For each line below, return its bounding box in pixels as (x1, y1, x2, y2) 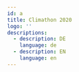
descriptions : (7, 29, 48, 36)
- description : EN (13, 49, 67, 56)
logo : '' (7, 23, 32, 29)
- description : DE (13, 36, 67, 43)
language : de (19, 42, 57, 49)
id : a (7, 10, 23, 17)
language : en (19, 55, 57, 62)
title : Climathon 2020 (7, 16, 72, 23)
